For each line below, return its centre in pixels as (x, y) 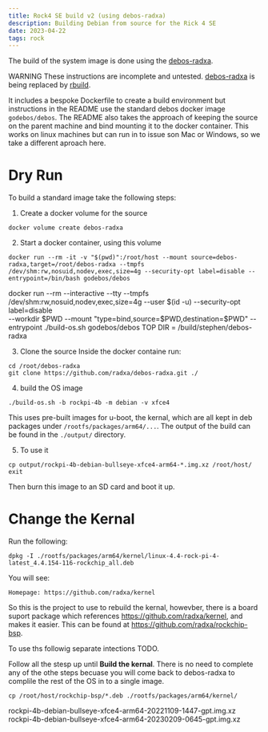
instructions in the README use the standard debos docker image (117, 109)
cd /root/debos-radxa (44, 366)
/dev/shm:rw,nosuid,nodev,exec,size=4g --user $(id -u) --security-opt (125, 302)
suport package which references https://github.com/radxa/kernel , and (126, 616)
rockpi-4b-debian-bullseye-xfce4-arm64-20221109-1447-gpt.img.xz (122, 711)
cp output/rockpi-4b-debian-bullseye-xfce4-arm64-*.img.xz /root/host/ (130, 465)
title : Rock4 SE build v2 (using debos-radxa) (87, 16)
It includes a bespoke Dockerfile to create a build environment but (117, 100)
